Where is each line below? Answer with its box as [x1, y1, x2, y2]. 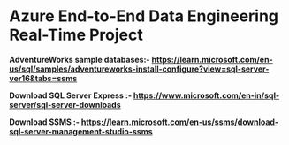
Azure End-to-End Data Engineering [9, 6, 279, 27]
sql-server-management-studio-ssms [9, 126, 153, 136]
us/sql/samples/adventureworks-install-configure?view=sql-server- [9, 64, 270, 74]
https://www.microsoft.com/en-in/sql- [133, 90, 280, 101]
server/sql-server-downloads [9, 99, 121, 110]
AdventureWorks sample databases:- [9, 54, 150, 65]
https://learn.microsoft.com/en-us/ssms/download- [80, 117, 279, 127]
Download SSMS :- [9, 117, 80, 127]
